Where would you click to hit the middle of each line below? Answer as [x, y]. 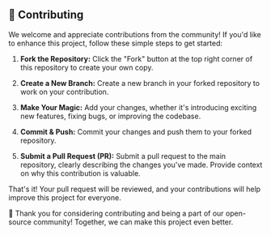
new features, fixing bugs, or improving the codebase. [110, 116]
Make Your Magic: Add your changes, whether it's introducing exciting [138, 107]
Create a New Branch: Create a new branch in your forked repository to [140, 83]
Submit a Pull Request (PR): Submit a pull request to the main [123, 156]
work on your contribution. [64, 92]
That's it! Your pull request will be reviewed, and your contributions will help [135, 189]
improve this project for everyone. [65, 197]
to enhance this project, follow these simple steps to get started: [116, 43]
